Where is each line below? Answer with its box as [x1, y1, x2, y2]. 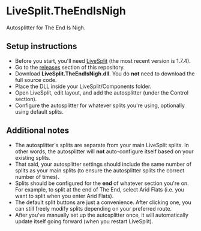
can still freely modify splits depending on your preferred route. [14, 205, 172, 212]
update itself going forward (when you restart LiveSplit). [14, 217, 154, 225]
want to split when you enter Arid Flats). [14, 192, 114, 199]
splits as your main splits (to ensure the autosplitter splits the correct [14, 166, 185, 174]
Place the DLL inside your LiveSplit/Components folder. [14, 83, 152, 90]
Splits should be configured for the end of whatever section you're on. [14, 180, 189, 187]
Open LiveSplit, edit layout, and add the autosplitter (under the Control [14, 89, 189, 96]
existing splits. [14, 154, 51, 161]
